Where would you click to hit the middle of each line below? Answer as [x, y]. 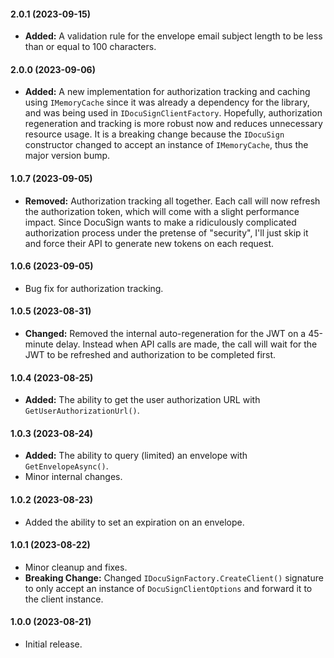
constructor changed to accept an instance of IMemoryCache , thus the [166, 145]
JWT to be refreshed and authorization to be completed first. [150, 355]
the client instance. [64, 599]
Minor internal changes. [73, 477]
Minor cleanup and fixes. [76, 567]
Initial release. [53, 644]
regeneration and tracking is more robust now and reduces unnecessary [173, 124]
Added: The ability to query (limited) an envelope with [136, 456]
